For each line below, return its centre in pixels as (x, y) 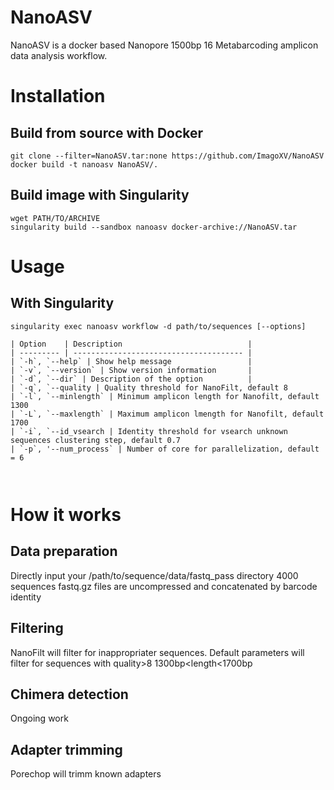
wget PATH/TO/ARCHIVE (55, 218)
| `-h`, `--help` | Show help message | (131, 361)
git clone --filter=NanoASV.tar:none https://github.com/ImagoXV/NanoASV (167, 156)
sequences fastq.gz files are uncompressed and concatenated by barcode (164, 586)
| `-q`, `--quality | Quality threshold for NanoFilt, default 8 (149, 387)
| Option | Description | (131, 344)
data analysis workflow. (59, 55)
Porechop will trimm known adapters (86, 774)
